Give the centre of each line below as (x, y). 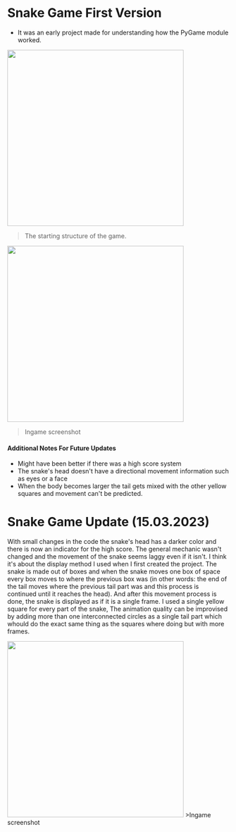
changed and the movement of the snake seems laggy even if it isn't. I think (117, 557)
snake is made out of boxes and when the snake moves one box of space (114, 571)
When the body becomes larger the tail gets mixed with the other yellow (122, 486)
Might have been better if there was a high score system (99, 464)
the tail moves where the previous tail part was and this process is (103, 587)
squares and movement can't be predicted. (80, 494)
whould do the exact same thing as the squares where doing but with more (116, 624)
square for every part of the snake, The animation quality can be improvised (118, 609)
